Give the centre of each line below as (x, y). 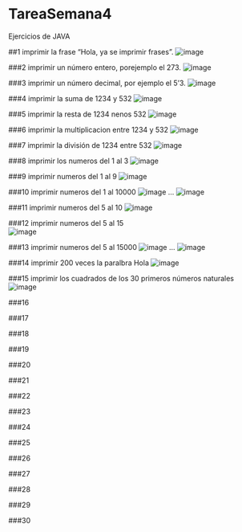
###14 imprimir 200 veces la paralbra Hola (79, 263)
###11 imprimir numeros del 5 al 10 (65, 207)
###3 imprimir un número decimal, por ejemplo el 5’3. (97, 83)
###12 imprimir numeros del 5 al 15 (66, 223)
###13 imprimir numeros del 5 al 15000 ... (92, 247)
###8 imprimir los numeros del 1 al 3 (69, 161)
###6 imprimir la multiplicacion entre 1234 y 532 (89, 129)
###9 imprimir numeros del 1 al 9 (63, 176)
